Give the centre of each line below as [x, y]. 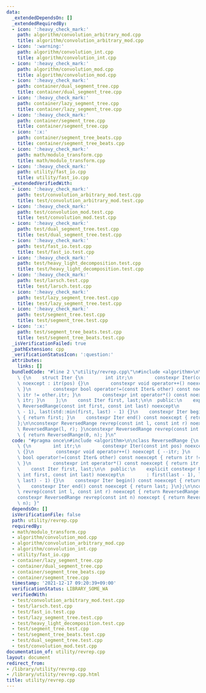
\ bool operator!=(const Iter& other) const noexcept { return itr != [109, 458]
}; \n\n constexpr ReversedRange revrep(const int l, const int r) [103, 423]
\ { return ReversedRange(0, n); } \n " [67, 435]
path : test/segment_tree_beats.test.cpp [70, 332]
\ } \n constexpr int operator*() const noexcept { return [103, 463]
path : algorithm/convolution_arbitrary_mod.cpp [79, 35]
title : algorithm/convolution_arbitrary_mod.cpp [81, 41]
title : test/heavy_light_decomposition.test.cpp [81, 269]
